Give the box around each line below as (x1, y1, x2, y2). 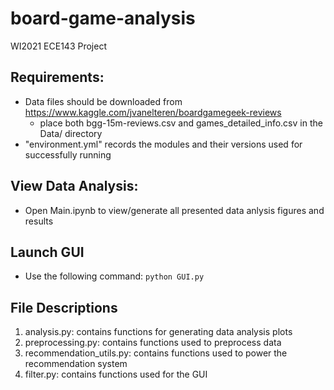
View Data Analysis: (10, 178, 139, 195)
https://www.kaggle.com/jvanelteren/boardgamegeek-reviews (24, 106, 282, 118)
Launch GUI (10, 243, 85, 261)
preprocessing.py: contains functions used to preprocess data (24, 337, 282, 349)
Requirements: (10, 69, 105, 86)
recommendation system (24, 358, 128, 370)
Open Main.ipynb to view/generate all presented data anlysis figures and (24, 204, 325, 216)
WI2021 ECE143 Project (10, 40, 107, 52)
